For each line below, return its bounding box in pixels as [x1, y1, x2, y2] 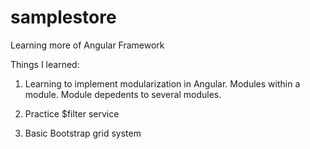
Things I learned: [10, 58, 80, 70]
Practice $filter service [24, 107, 120, 120]
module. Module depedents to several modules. [24, 88, 222, 100]
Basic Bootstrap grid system [24, 127, 142, 139]
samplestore [10, 6, 117, 29]
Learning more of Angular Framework [10, 39, 165, 51]
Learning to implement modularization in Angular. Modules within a [24, 77, 301, 90]
